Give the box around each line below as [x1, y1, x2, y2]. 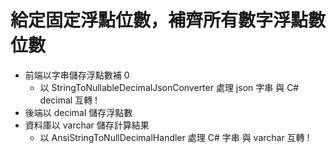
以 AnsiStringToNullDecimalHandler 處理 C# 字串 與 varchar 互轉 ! [39, 131, 310, 143]
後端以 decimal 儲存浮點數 [24, 106, 133, 118]
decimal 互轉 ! [39, 94, 98, 106]
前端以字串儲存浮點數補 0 [24, 69, 130, 81]
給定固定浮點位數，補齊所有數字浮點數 [10, 9, 327, 32]
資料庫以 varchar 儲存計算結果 [24, 119, 150, 131]
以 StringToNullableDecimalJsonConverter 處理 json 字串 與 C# [39, 81, 300, 93]
